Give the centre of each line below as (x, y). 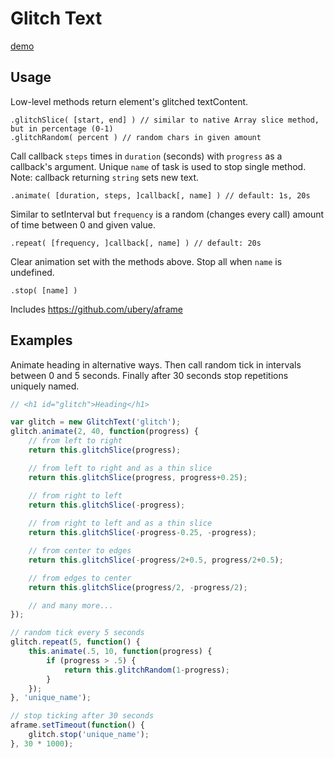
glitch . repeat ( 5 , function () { (75, 642)
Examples (41, 340)
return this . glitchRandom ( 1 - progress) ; (146, 670)
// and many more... (71, 605)
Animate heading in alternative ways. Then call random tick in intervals (156, 364)
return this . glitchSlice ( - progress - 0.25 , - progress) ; (142, 533)
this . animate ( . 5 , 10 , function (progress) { (120, 652)
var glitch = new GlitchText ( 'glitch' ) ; (96, 422)
